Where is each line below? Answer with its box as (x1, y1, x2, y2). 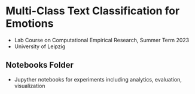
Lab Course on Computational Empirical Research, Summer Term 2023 (14, 36, 190, 43)
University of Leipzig (14, 43, 66, 50)
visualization (14, 82, 45, 89)
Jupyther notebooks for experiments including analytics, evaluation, (14, 76, 182, 83)
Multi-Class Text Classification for (5, 4, 180, 18)
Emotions (5, 17, 54, 30)
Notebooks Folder (5, 60, 74, 70)
